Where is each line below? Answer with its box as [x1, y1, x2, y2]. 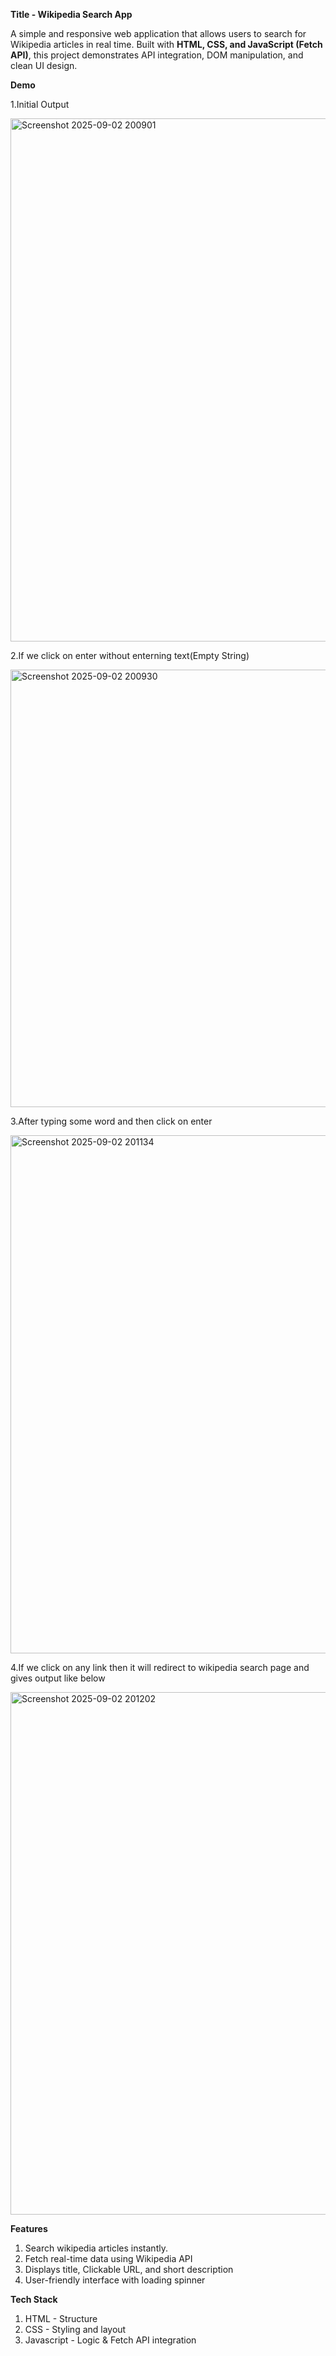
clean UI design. [10, 60, 78, 71]
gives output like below [10, 1672, 106, 1684]
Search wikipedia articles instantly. [24, 2242, 168, 2254]
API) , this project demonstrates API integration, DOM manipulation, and [10, 49, 304, 61]
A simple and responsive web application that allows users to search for [10, 28, 307, 39]
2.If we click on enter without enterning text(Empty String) [10, 650, 250, 661]
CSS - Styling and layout [24, 2324, 127, 2335]
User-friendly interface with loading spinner [24, 2274, 206, 2286]
